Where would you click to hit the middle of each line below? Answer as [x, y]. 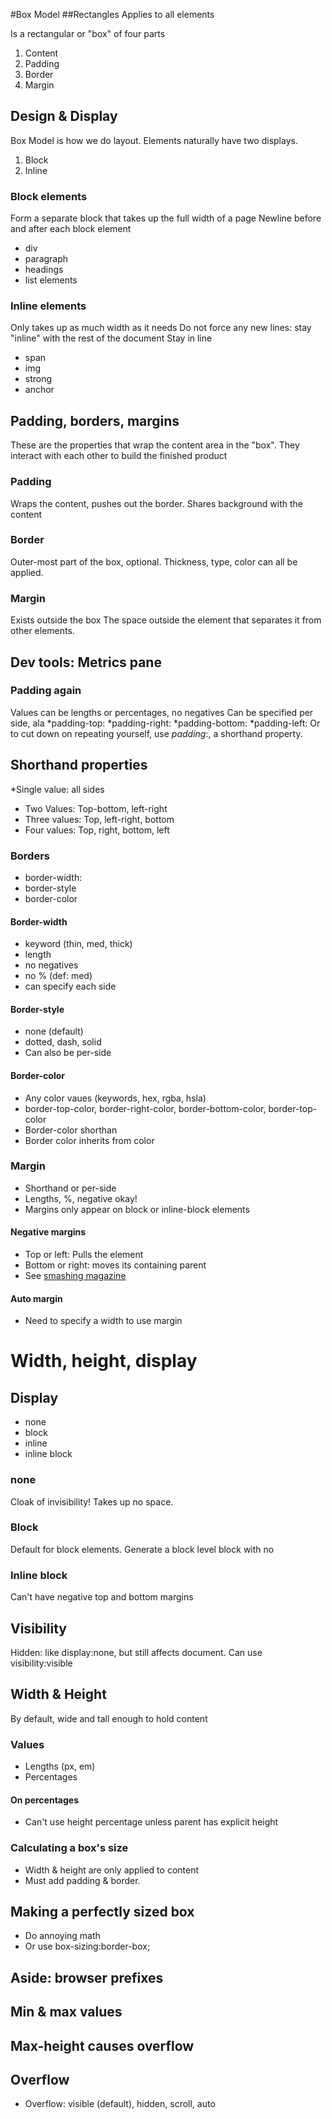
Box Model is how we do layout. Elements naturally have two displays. [154, 140]
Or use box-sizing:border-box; [87, 1946]
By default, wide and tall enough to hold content [109, 1718]
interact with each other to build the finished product [119, 456]
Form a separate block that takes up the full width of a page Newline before [166, 218]
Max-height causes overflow [102, 2045]
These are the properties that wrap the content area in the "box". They [155, 445]
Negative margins [48, 1232]
